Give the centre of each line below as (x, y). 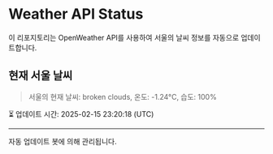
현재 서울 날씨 (41, 76)
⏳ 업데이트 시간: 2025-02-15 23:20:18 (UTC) (81, 113)
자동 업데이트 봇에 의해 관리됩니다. (63, 141)
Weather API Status (76, 14)
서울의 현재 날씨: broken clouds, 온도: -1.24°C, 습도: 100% (122, 96)
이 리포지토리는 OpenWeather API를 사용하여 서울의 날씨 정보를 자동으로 (124, 37)
